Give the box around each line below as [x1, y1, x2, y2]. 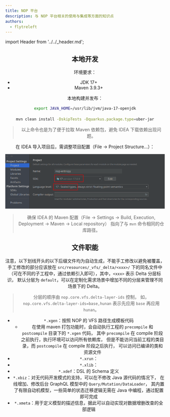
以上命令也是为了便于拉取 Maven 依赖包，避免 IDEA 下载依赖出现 [21, 126, 157, 132]
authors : [5, 19, 24, 24]
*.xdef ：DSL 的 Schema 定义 [58, 368, 119, 374]
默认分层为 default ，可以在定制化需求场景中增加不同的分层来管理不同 [17, 276, 163, 283]
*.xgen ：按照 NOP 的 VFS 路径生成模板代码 [44, 317, 134, 323]
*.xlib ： [79, 362, 98, 368]
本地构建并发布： [67, 95, 103, 101]
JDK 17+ [80, 79, 98, 86]
